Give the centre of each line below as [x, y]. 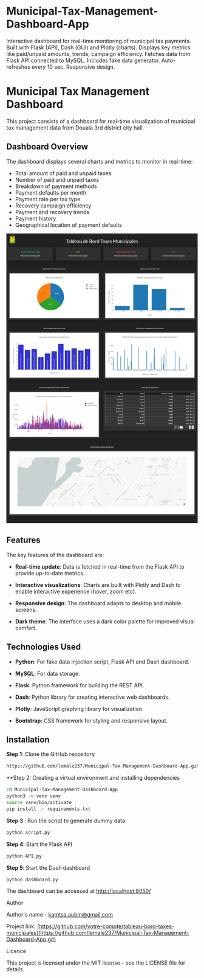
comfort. [26, 628]
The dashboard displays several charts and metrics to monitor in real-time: [100, 161]
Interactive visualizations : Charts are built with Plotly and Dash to [98, 584]
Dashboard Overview [47, 147]
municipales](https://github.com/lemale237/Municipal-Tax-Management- [98, 933]
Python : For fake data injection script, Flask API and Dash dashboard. [102, 662]
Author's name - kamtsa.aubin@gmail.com [60, 915]
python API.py [24, 856]
